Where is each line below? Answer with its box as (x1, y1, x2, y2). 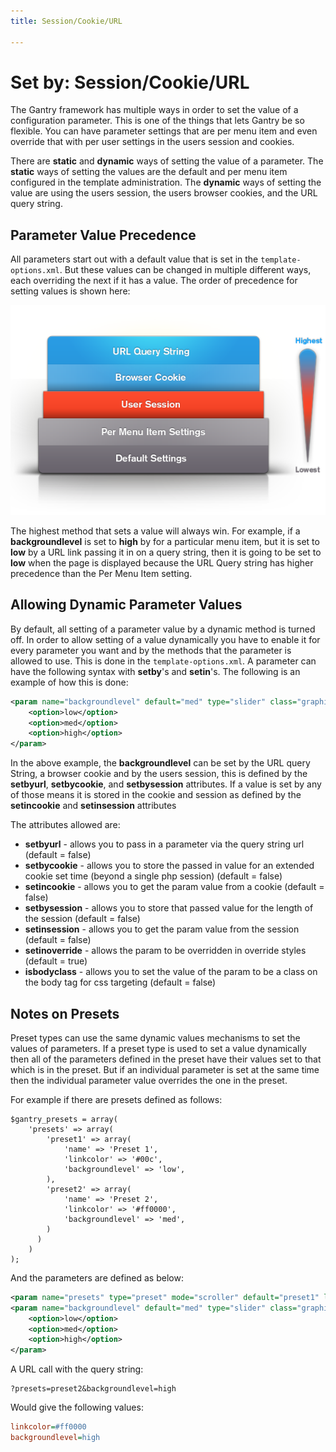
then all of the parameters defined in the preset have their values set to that (10, 1053, 322, 1065)
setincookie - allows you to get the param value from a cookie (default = (24, 881, 325, 893)
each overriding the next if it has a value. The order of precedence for (10, 275, 298, 287)
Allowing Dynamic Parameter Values (10, 596, 243, 614)
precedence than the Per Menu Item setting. (10, 567, 193, 579)
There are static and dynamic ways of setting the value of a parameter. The (10, 155, 324, 167)
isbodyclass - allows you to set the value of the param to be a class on (24, 966, 318, 978)
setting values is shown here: (10, 285, 131, 297)
